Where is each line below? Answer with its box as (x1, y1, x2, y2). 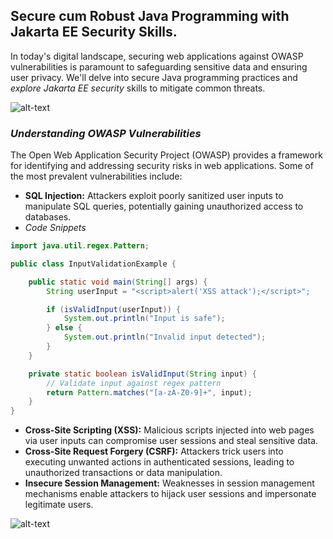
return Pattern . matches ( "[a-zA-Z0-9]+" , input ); (46, 387, 253, 398)
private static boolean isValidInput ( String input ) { (28, 369, 257, 379)
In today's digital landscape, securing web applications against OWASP (10, 50, 304, 62)
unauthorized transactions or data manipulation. (24, 467, 223, 479)
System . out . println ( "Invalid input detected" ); (63, 332, 267, 343)
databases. (24, 211, 72, 223)
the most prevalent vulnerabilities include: (10, 170, 183, 183)
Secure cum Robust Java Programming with (10, 8, 290, 25)
